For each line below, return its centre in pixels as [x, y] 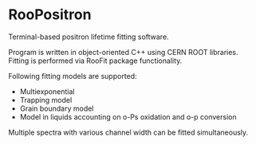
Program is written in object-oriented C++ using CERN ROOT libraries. [123, 52]
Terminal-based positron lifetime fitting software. [89, 37]
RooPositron [50, 15]
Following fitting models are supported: [73, 76]
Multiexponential [47, 91]
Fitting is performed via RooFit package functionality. [95, 61]
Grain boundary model [57, 108]
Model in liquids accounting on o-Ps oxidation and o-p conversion [128, 116]
